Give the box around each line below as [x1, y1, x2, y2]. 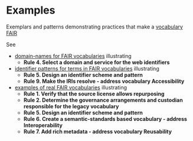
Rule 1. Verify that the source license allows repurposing [23, 90, 165, 97]
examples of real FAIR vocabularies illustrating [14, 84, 127, 91]
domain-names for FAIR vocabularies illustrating [14, 52, 132, 59]
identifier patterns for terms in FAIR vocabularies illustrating [14, 65, 159, 72]
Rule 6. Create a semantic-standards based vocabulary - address [23, 115, 188, 122]
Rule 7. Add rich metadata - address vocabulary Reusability [23, 128, 172, 135]
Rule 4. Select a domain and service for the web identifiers [23, 59, 170, 66]
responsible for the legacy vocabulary [23, 102, 119, 110]
